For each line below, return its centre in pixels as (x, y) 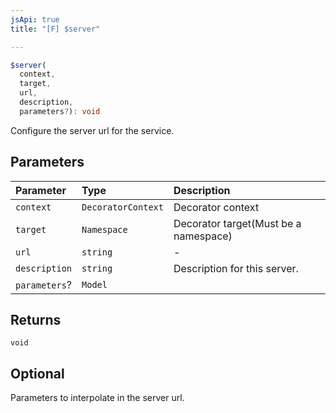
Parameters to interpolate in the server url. (97, 398)
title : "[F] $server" (55, 29)
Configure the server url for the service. (92, 130)
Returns (36, 319)
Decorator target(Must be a (237, 223)
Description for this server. (236, 268)
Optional (37, 373)
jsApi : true (35, 19)
